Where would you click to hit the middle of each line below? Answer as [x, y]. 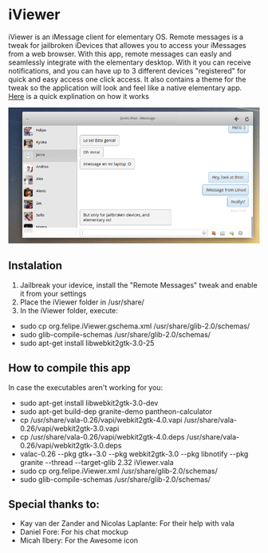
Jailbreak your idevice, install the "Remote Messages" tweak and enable [138, 284]
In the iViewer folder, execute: [69, 310]
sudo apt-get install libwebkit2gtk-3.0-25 [87, 343]
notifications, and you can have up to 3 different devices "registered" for [128, 70]
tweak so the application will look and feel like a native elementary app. [125, 88]
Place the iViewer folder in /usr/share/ [82, 302]
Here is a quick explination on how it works [79, 96]
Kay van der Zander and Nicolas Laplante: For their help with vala [127, 523]
